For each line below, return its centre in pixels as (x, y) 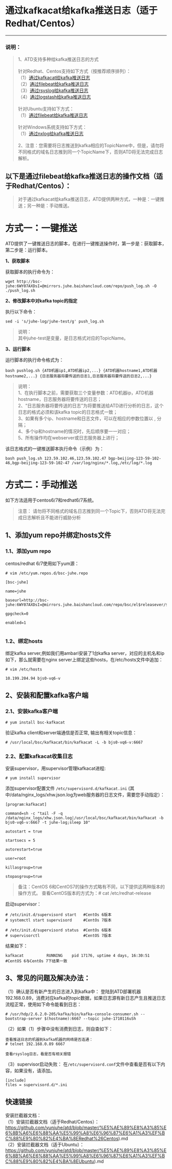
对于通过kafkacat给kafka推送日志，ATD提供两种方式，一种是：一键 (89, 199)
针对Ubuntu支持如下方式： (46, 109)
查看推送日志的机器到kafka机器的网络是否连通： (49, 1039)
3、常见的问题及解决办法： (48, 978)
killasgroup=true (24, 867)
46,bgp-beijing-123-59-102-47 (38, 463)
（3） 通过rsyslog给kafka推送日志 (53, 91)
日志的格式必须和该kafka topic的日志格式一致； (68, 412)
